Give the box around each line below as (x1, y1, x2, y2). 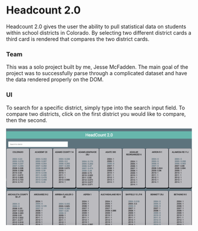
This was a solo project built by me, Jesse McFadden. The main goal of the (6, 63, 189, 71)
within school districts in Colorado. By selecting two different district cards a (6, 29, 192, 36)
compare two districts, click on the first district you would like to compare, (6, 110, 186, 118)
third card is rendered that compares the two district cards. (6, 35, 150, 42)
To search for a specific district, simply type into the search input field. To (6, 104, 186, 111)
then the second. (6, 116, 48, 123)
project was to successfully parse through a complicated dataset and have (6, 70, 187, 77)
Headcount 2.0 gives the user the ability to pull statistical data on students (6, 23, 187, 30)
